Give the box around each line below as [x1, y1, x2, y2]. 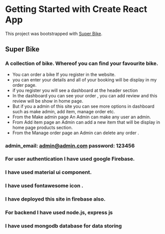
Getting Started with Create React [5, 3, 148, 15]
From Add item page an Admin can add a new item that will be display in [12, 119, 161, 125]
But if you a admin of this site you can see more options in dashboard [12, 103, 155, 109]
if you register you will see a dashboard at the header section [12, 87, 138, 93]
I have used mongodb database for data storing [5, 223, 122, 230]
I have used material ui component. [5, 169, 92, 176]
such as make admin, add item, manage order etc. [12, 108, 115, 114]
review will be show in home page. [12, 98, 83, 104]
